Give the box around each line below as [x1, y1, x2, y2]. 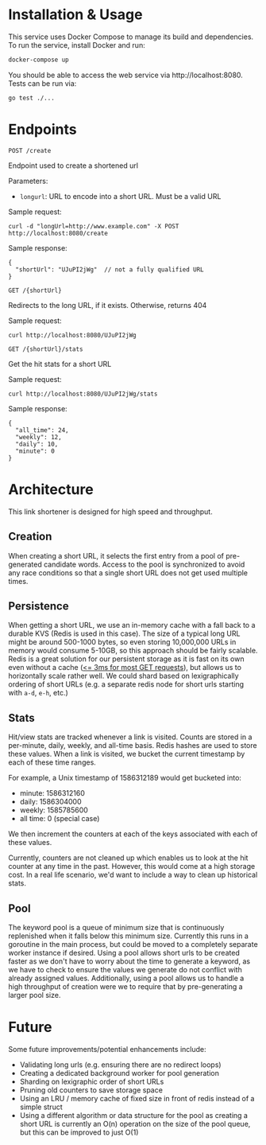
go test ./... [8, 94, 56, 102]
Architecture [8, 480, 94, 498]
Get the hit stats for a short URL [8, 359, 112, 368]
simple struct [19, 1102, 63, 1112]
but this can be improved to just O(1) [19, 1127, 139, 1137]
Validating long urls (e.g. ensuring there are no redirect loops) [19, 1060, 222, 1069]
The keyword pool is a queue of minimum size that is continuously [8, 922, 225, 932]
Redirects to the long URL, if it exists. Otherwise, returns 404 [8, 300, 207, 310]
